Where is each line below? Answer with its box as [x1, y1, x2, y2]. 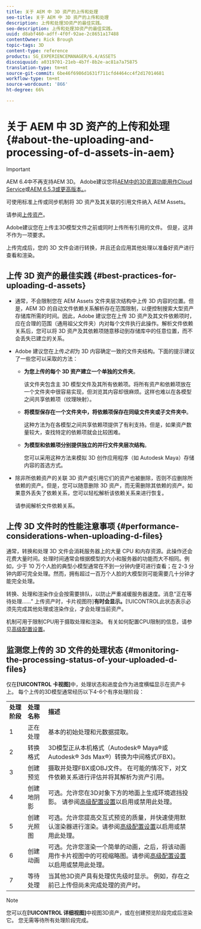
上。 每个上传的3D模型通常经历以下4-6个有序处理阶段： [6, 688, 145, 696]
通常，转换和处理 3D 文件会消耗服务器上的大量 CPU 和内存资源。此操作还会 [6, 547, 193, 555]
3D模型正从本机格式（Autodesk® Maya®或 [48, 744, 169, 752]
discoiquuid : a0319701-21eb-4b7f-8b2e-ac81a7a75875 [6, 59, 138, 65]
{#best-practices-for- [93, 271, 177, 281]
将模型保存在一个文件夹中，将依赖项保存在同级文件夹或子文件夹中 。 [23, 408, 192, 415]
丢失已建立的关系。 [20, 334, 68, 342]
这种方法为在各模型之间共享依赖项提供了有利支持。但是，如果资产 [23, 421, 187, 428]
